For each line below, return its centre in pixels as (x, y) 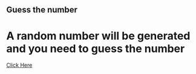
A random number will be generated (98, 36)
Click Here (19, 65)
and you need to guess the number (96, 48)
